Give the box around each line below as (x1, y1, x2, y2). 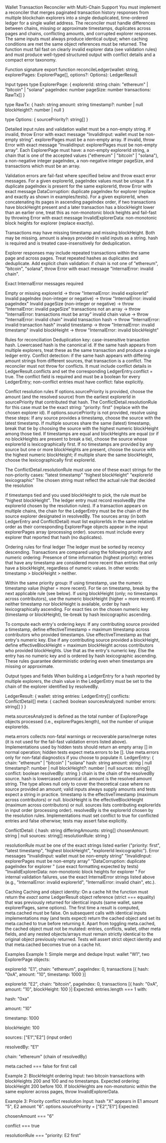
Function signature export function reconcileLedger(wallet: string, (5, 67, 139, 72)
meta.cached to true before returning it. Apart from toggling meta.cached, (5, 921, 156, 926)
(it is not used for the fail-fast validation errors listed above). (5, 739, 127, 744)
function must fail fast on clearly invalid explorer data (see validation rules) (5, 47, 157, 52)
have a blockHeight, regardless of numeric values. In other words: (5, 565, 139, 571)
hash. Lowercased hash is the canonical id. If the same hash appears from (5, 342, 157, 348)
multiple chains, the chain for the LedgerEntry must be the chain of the (5, 508, 149, 514)
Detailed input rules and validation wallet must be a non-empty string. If (5, 126, 151, 132)
